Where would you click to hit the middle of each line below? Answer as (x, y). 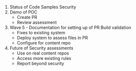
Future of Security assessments (42, 48)
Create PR (27, 17)
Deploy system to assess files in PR (52, 38)
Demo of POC (24, 12)
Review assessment (37, 22)
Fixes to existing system (41, 33)
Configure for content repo (44, 43)
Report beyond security (41, 63)
